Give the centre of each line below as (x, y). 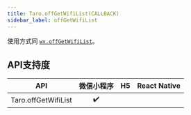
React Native (159, 86)
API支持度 (29, 64)
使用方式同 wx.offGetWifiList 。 (53, 41)
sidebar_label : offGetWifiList (52, 20)
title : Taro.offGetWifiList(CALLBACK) (63, 14)
